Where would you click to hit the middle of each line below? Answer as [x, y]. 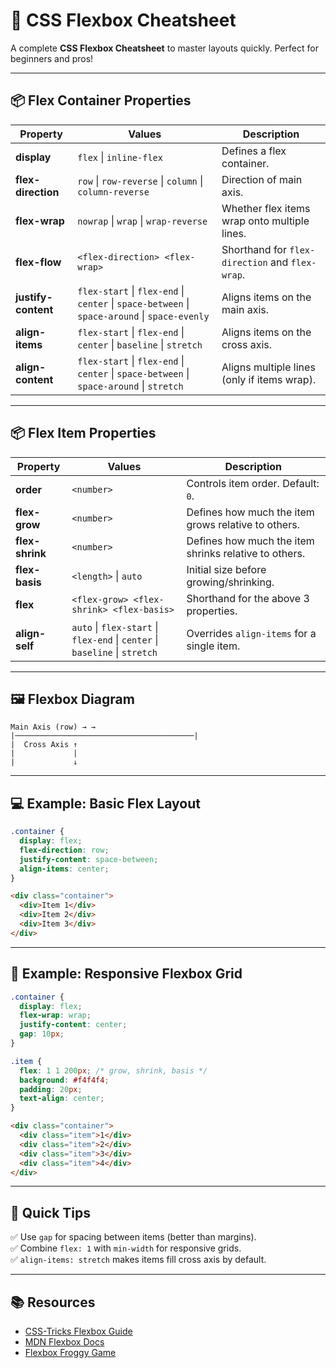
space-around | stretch [130, 386]
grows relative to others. [243, 524]
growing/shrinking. [230, 582]
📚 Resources [53, 1302]
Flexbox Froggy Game [70, 1352]
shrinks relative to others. [246, 553]
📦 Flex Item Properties [83, 433]
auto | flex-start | [115, 627]
